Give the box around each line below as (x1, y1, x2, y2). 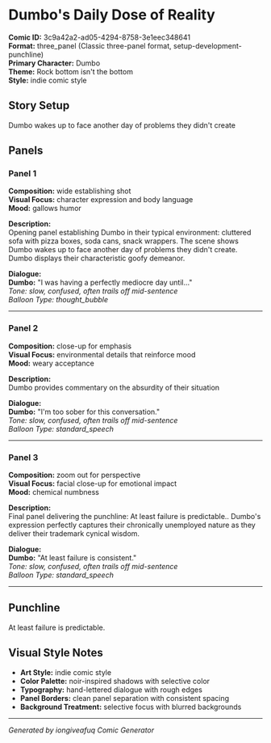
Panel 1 (8, 168, 37, 179)
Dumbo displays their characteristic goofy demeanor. (8, 253, 186, 264)
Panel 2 (8, 323, 39, 334)
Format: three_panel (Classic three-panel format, (8, 40, 172, 50)
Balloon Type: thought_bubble (8, 295, 109, 305)
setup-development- (173, 40, 242, 50)
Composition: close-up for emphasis (8, 341, 131, 351)
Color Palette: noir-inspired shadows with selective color (19, 676, 211, 686)
